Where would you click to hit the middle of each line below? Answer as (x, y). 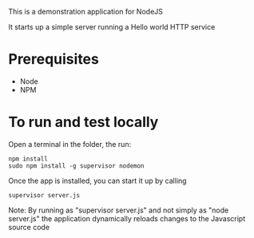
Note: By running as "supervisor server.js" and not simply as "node (119, 210)
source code (29, 227)
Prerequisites (54, 59)
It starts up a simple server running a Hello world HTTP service (112, 27)
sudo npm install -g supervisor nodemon (77, 166)
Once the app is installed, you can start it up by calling (97, 180)
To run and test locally (83, 122)
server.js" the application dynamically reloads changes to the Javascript (127, 218)
